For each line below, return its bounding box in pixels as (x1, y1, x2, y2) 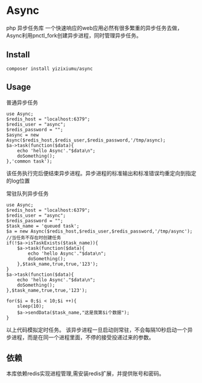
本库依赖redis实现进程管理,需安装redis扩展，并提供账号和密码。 (6, 370, 165, 377)
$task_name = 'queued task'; (6, 223, 80, 229)
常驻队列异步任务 (6, 190, 49, 197)
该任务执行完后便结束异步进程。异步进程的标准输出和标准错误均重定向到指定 (6, 169, 197, 176)
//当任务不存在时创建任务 (6, 234, 62, 241)
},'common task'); (6, 158, 52, 164)
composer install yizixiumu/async (6, 66, 93, 72)
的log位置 (6, 177, 30, 184)
